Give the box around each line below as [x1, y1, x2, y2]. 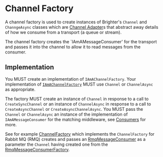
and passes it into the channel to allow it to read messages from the [5, 44, 141, 50]
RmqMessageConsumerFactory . [5, 146, 70, 152]
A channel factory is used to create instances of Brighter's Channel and [5, 19, 147, 25]
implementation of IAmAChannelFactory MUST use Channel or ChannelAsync [5, 81, 153, 87]
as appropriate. [5, 86, 36, 92]
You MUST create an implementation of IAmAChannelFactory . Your [5, 76, 136, 82]
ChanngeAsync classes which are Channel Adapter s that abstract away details [5, 24, 159, 30]
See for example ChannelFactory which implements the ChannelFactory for [5, 131, 155, 137]
